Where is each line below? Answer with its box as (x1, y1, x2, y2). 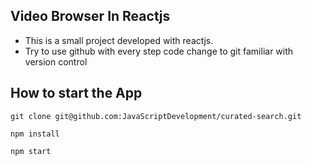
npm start (10, 146, 52, 156)
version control (24, 55, 88, 68)
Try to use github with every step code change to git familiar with (24, 45, 294, 57)
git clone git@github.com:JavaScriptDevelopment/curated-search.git (10, 111, 302, 121)
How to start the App (10, 85, 143, 102)
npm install (10, 129, 60, 139)
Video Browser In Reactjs (10, 8, 171, 25)
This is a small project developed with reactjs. (24, 34, 214, 46)
